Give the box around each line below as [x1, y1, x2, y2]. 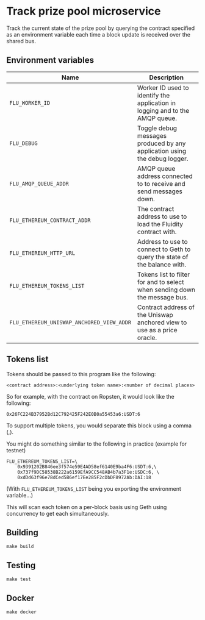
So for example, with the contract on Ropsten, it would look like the [6, 393, 175, 400]
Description [149, 73, 184, 82]
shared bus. [6, 37, 37, 45]
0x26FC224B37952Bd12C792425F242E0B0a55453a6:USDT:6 [6, 411, 140, 417]
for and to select [137, 277, 184, 286]
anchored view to [137, 318, 187, 327]
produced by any [137, 139, 186, 148]
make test [6, 576, 32, 583]
